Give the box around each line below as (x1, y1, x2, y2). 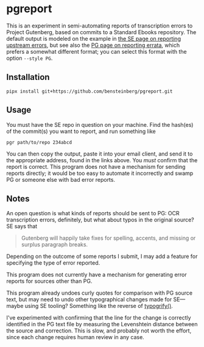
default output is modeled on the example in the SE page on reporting (6, 35, 181, 42)
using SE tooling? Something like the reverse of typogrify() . (24, 302, 174, 310)
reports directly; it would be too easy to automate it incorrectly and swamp (6, 170, 194, 177)
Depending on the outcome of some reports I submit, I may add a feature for (6, 252, 198, 260)
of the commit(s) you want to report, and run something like (6, 127, 157, 135)
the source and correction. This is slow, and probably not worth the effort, (6, 327, 192, 334)
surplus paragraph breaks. (21, 241, 88, 248)
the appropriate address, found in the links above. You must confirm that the (6, 156, 198, 163)
